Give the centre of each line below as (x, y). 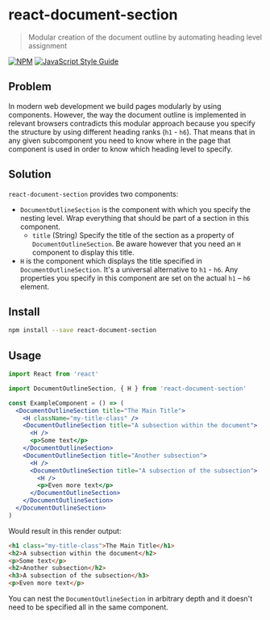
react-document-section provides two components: (93, 193)
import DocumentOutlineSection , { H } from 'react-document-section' (128, 389)
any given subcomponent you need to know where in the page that (120, 140)
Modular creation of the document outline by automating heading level (145, 37)
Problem (30, 87)
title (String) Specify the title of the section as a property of (133, 235)
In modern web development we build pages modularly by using (115, 106)
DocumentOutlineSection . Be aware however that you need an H (136, 243)
